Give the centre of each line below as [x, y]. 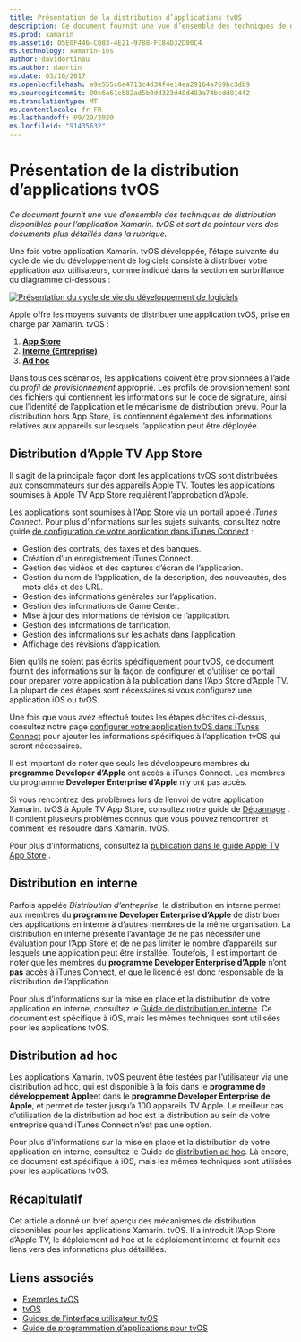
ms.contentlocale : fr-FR [56, 110]
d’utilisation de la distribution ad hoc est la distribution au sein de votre [140, 1116]
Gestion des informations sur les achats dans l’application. [130, 634]
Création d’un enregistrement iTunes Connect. [107, 558]
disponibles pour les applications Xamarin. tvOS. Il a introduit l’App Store [142, 1231]
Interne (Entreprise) [60, 350]
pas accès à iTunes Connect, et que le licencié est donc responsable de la [146, 972]
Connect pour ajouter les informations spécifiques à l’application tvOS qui [145, 736]
